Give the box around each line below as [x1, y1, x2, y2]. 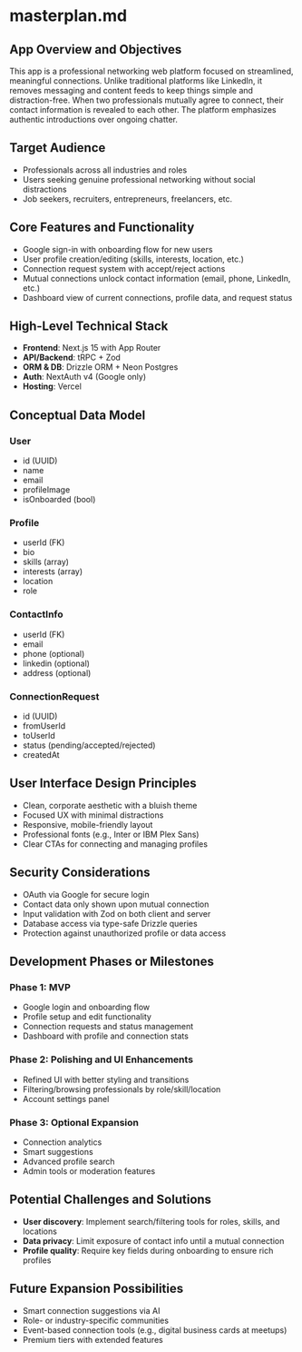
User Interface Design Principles [9, 776, 197, 791]
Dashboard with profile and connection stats [22, 1030, 189, 1041]
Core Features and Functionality [9, 220, 195, 235]
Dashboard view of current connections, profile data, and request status [22, 292, 293, 303]
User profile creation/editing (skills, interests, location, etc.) [22, 253, 245, 264]
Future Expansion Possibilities [9, 1281, 184, 1297]
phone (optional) [22, 648, 85, 659]
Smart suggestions [22, 1146, 93, 1157]
